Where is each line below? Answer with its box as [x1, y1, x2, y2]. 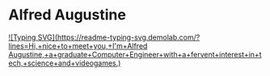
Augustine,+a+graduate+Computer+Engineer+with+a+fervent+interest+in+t [8, 49, 262, 59]
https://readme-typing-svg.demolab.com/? [57, 32, 200, 42]
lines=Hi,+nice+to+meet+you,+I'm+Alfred [8, 40, 148, 50]
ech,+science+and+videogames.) [8, 58, 121, 68]
